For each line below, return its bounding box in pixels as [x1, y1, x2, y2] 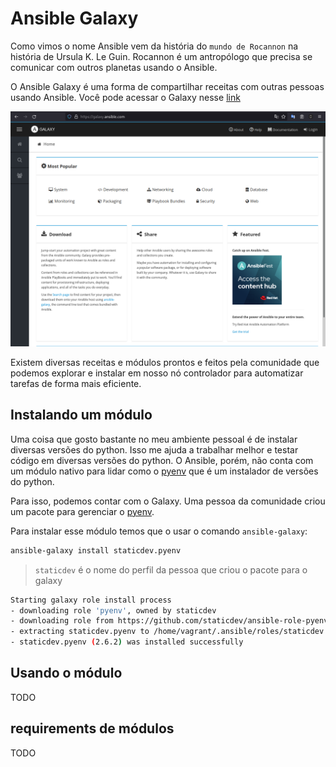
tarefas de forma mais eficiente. [10, 377, 142, 389]
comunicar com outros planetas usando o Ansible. [10, 61, 218, 73]
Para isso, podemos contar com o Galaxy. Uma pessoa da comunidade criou [10, 495, 326, 507]
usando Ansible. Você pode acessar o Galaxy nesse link [10, 91, 241, 103]
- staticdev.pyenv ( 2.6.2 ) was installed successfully [10, 637, 244, 647]
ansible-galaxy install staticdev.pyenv [10, 545, 182, 556]
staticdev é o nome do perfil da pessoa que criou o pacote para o [34, 563, 308, 576]
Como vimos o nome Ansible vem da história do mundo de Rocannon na [10, 40, 299, 52]
